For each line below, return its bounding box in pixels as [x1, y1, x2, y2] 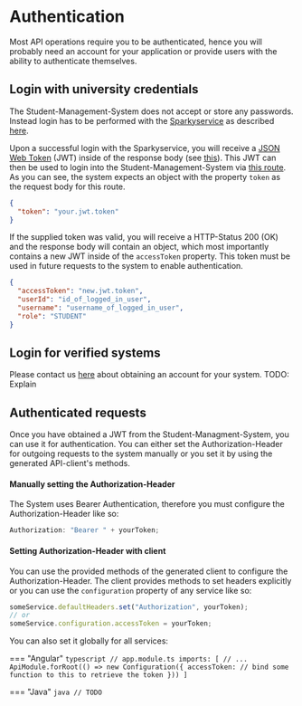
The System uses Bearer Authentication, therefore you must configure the [9, 499, 285, 510]
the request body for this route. [9, 181, 126, 192]
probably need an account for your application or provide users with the [9, 45, 278, 56]
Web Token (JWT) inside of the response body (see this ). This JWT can [9, 152, 277, 163]
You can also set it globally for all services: [9, 635, 169, 646]
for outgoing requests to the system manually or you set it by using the [9, 448, 273, 459]
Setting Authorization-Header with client [9, 545, 166, 556]
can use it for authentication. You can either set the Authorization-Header [9, 439, 283, 450]
